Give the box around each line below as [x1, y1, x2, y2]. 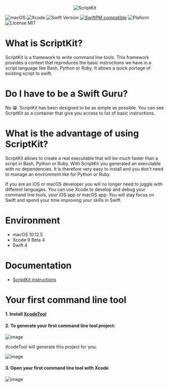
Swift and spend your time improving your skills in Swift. [5, 197, 122, 203]
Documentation [5, 260, 72, 271]
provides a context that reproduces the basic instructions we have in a [5, 60, 151, 66]
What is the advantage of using [5, 128, 139, 139]
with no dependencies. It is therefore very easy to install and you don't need [5, 165, 164, 172]
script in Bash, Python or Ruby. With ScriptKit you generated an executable [5, 160, 161, 167]
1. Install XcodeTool [5, 311, 47, 317]
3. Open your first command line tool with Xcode [5, 365, 109, 371]
